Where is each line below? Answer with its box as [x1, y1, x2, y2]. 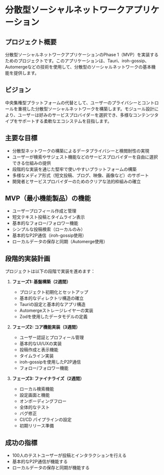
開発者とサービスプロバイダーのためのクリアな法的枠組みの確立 [12, 178, 141, 184]
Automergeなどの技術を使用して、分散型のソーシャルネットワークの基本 [5, 64, 152, 70]
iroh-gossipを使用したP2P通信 [19, 359, 81, 365]
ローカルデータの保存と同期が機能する [12, 465, 90, 471]
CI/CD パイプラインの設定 [19, 417, 72, 423]
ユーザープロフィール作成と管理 [12, 208, 77, 214]
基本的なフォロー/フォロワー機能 [12, 220, 78, 226]
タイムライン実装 [19, 353, 54, 359]
